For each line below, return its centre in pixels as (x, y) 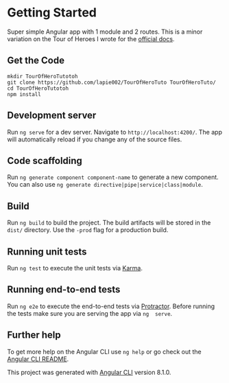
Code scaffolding (45, 160)
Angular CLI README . (38, 359)
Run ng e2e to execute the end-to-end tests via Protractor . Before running (111, 306)
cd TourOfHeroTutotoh (38, 88)
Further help (34, 335)
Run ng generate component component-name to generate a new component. (113, 177)
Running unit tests (47, 252)
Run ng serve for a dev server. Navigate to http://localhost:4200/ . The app (115, 132)
